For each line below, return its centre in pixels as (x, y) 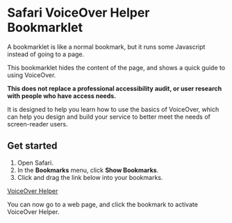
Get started (32, 146)
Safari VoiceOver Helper (78, 13)
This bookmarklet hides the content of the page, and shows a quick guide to (116, 67)
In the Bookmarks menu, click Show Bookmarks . (88, 170)
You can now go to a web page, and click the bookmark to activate (102, 204)
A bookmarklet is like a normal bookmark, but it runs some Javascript (106, 47)
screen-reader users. (38, 124)
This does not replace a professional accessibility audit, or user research (115, 88)
